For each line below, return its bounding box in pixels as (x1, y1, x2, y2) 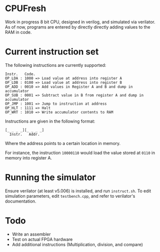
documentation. (5, 198, 37, 204)
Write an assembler (12, 231, 51, 237)
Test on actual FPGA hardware (12, 236, 73, 242)
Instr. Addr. (9, 132, 40, 137)
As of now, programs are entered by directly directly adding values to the (5, 24, 151, 30)
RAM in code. (5, 29, 32, 35)
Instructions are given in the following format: (5, 118, 96, 124)
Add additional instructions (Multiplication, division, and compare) (12, 241, 144, 247)
